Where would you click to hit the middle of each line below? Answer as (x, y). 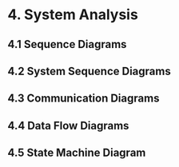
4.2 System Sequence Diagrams (89, 71)
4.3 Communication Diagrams (84, 99)
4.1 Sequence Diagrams (67, 44)
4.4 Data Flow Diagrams (68, 125)
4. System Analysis (73, 15)
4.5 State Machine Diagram (77, 153)
